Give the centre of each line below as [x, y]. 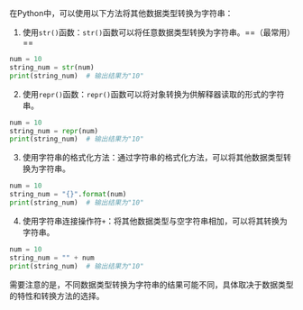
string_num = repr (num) [54, 131]
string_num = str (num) [52, 67]
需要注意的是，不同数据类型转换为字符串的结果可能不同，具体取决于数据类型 [151, 284]
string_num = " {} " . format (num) [68, 195]
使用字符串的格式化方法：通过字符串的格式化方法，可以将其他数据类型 [153, 158]
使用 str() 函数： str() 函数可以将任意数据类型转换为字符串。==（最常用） [156, 32]
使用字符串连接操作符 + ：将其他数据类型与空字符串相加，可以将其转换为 [155, 221]
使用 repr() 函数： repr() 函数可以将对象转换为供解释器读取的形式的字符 [153, 94]
